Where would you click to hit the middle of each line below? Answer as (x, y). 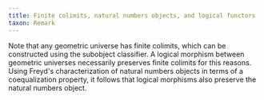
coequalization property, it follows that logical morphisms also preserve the (132, 79)
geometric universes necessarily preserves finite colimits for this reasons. (130, 62)
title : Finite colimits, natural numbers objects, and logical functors (132, 15)
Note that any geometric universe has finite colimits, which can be (117, 45)
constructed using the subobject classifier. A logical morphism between (126, 54)
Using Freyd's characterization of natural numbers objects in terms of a (126, 71)
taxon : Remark (32, 23)
